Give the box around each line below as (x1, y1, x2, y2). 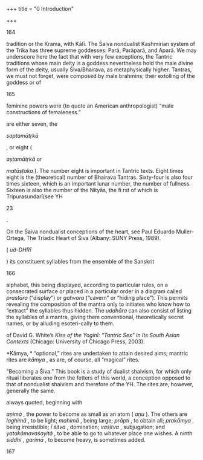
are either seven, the (6, 120, 58, 128)
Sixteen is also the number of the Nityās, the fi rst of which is (6, 187, 158, 193)
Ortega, (6, 235, 25, 241)
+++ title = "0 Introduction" (6, 5, 74, 12)
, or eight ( (6, 144, 32, 151)
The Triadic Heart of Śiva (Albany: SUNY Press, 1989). (26, 235, 161, 241)
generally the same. (6, 387, 56, 394)
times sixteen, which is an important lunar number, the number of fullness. (6, 180, 192, 187)
